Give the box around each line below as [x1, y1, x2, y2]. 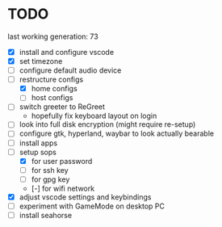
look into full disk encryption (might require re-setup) [19, 120, 196, 129]
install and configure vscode [19, 47, 115, 57]
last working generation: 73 [7, 32, 98, 41]
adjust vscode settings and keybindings [19, 191, 152, 202]
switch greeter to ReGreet [19, 102, 106, 111]
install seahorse [19, 210, 73, 220]
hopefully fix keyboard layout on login [31, 111, 157, 121]
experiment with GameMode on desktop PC [19, 201, 165, 211]
